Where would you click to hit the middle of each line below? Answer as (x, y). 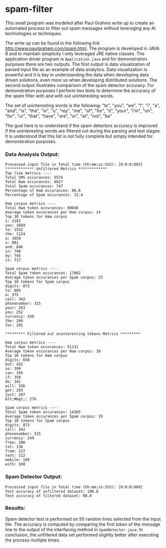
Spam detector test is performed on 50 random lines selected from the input (83, 519)
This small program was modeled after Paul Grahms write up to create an (80, 23)
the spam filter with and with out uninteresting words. (60, 96)
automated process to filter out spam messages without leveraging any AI (81, 28)
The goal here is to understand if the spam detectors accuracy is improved (81, 126)
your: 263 (15, 308)
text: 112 (15, 456)
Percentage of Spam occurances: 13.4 (44, 195)
